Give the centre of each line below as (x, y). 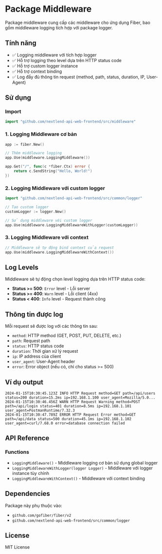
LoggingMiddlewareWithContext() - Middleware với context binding (78, 478)
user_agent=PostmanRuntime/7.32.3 (40, 411)
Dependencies (27, 494)
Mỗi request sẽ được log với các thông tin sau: (52, 326)
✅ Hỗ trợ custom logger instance (45, 66)
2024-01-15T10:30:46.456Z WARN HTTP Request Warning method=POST (72, 402)
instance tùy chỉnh (31, 473)
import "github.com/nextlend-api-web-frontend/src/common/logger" (74, 198)
